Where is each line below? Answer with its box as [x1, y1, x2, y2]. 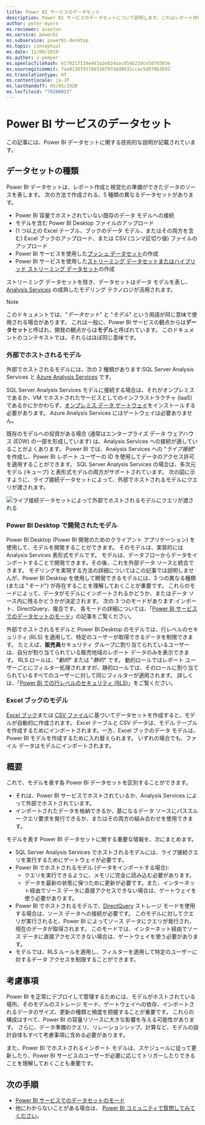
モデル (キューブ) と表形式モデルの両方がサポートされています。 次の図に [6, 468, 190, 475]
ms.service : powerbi [6, 32, 59, 38]
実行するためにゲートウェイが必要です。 [26, 856, 128, 864]
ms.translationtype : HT [6, 72, 67, 78]
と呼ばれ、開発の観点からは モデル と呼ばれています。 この [27, 326, 173, 333]
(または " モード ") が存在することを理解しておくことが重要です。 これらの [6, 582, 190, 589]
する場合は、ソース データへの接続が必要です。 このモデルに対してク [15, 910, 189, 917]
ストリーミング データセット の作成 [27, 265, 115, 273]
